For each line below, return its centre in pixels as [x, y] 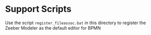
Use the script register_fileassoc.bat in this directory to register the [76, 23]
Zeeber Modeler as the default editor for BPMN [53, 28]
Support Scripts [38, 9]
